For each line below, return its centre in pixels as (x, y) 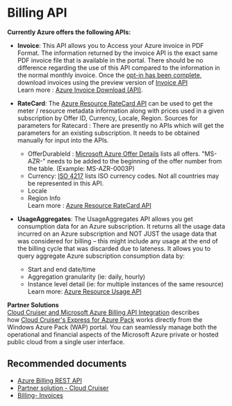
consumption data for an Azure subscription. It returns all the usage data (121, 226)
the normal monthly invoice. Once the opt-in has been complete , (109, 75)
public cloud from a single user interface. (66, 341)
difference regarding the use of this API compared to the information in (118, 67)
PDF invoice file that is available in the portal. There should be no (110, 60)
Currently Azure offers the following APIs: (69, 32)
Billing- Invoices (40, 395)
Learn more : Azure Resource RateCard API (89, 205)
